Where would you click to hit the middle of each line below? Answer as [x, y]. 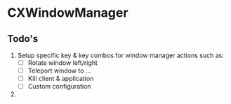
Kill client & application [61, 79]
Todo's [23, 39]
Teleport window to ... [59, 70]
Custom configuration [59, 87]
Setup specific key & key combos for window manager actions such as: [121, 55]
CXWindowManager [68, 13]
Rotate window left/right [63, 63]
